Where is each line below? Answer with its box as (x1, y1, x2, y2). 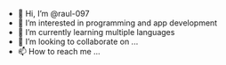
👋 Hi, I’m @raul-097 (17, 9, 90, 18)
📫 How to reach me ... (17, 47, 101, 56)
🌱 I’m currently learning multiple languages (17, 27, 175, 37)
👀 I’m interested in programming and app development (17, 18, 218, 28)
